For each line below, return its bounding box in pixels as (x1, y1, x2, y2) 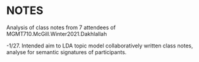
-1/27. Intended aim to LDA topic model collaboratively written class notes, (6, 42, 193, 49)
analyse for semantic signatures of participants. (6, 48, 127, 55)
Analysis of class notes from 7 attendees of (6, 24, 116, 31)
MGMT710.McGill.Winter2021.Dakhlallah (6, 30, 107, 37)
